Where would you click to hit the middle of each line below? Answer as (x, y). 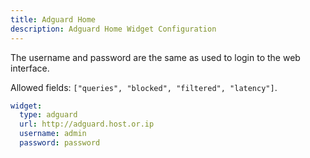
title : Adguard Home (53, 19)
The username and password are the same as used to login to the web (155, 57)
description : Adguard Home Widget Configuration (113, 29)
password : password (60, 143)
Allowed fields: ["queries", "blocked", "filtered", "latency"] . (144, 87)
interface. (30, 68)
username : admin (53, 134)
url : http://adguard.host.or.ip (87, 124)
